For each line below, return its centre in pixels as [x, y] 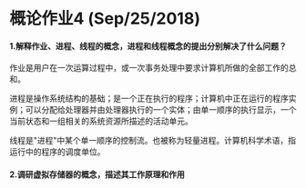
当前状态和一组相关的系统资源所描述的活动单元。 [101, 121]
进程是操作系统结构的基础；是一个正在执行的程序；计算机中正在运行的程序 [149, 99]
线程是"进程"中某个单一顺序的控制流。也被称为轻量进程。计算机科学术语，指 [153, 141]
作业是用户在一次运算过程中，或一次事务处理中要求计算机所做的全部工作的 [149, 68]
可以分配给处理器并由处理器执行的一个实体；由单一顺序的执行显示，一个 [161, 110]
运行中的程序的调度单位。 [57, 152]
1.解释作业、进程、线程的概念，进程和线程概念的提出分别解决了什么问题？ [148, 45]
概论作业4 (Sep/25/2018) [105, 19]
